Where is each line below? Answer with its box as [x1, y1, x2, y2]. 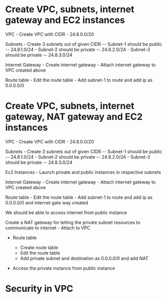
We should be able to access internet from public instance [5, 210, 127, 216]
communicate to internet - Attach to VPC [5, 225, 90, 231]
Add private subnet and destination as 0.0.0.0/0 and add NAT [20, 255, 149, 261]
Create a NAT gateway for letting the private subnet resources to [5, 219, 141, 225]
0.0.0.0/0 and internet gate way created [5, 199, 88, 205]
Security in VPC [5, 283, 74, 294]
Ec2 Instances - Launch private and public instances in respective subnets [5, 169, 161, 175]
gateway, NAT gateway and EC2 [5, 111, 143, 123]
